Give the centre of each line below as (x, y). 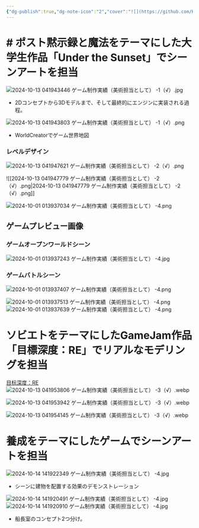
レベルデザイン (28, 152)
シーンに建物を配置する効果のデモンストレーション (77, 486)
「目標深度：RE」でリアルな (75, 350)
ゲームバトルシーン (33, 275)
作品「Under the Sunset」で (97, 57)
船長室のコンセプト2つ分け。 (50, 519)
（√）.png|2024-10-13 (33, 186)
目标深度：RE (23, 382)
